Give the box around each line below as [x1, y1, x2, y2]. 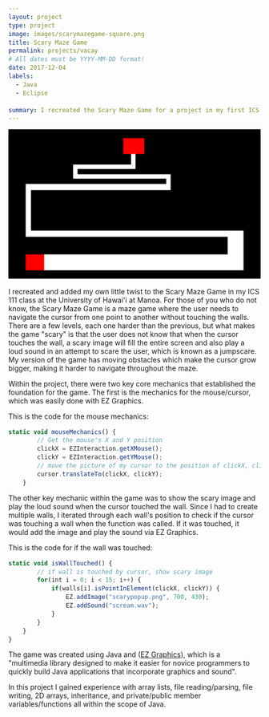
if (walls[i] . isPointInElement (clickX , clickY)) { [50, 585, 220, 593]
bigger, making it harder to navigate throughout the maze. [8, 363, 199, 373]
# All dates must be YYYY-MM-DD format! [8, 55, 146, 63]
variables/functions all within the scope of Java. [8, 699, 167, 709]
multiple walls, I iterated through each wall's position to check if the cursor [8, 510, 255, 520]
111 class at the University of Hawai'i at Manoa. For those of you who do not [8, 295, 258, 305]
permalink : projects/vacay [8, 47, 98, 55]
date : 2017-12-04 [8, 64, 66, 72]
